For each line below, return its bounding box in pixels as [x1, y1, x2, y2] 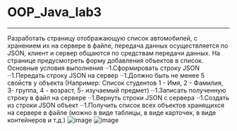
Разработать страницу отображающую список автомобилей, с [7, 34, 197, 42]
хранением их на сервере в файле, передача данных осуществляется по [7, 41, 229, 50]
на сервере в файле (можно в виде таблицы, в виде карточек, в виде [7, 108, 217, 116]
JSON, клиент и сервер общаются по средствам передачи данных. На [7, 48, 221, 57]
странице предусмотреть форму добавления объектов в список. [7, 56, 204, 64]
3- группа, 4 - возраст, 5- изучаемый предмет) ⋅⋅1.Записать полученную [7, 85, 226, 95]
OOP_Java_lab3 [7, 4, 102, 20]
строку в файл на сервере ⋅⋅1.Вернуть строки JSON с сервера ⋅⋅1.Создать [7, 93, 229, 102]
